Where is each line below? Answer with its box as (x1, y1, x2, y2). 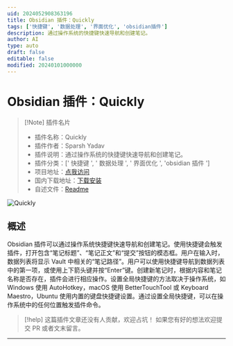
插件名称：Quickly (34, 132, 87, 141)
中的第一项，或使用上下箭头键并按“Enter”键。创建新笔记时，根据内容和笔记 (7, 266, 223, 275)
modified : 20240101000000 (7, 62, 82, 69)
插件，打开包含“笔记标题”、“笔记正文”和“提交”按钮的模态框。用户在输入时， (7, 249, 224, 257)
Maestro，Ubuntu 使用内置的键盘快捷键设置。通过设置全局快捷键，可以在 (7, 292, 218, 300)
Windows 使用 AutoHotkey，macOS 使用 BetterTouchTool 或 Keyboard (7, 284, 209, 292)
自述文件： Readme (34, 184, 89, 193)
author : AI (7, 36, 39, 43)
